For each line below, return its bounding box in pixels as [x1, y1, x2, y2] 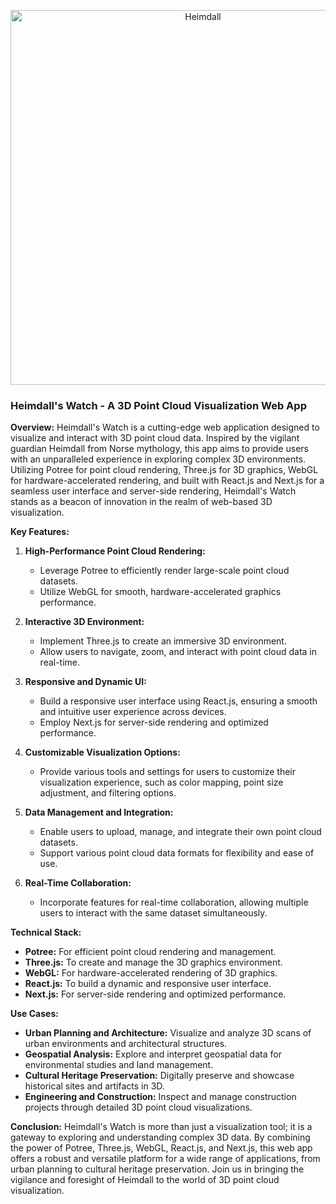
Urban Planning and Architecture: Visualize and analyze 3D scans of [24, 1027, 312, 1039]
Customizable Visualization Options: [24, 746, 181, 759]
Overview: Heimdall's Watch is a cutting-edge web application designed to [10, 421, 320, 434]
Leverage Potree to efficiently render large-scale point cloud [39, 565, 290, 577]
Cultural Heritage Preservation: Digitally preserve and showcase [24, 1070, 295, 1082]
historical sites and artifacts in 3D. [24, 1080, 165, 1092]
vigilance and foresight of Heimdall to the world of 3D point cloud [10, 1174, 280, 1186]
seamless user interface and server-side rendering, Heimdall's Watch [10, 485, 297, 497]
